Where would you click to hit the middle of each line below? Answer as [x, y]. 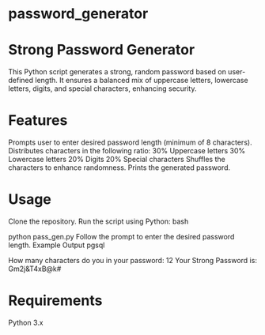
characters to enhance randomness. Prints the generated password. [119, 167]
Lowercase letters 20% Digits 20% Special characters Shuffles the [117, 160]
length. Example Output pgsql [57, 245]
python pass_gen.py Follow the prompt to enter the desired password [121, 237]
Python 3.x [26, 322]
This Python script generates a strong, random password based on [117, 72]
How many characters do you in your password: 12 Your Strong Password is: [132, 260]
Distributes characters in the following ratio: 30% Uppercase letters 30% [127, 151]
